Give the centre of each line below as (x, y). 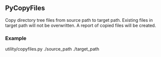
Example (16, 38)
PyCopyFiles (25, 8)
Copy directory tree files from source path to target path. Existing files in (79, 20)
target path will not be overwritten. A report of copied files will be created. (80, 25)
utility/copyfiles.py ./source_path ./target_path (52, 49)
